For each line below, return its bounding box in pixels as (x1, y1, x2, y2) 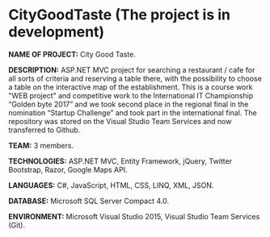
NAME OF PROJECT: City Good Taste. (8, 49, 136, 59)
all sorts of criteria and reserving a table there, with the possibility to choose (8, 73, 263, 83)
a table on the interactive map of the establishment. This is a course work (8, 82, 253, 92)
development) (8, 23, 105, 41)
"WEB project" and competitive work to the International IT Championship (8, 90, 254, 100)
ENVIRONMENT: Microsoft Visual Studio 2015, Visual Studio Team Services (8, 211, 260, 221)
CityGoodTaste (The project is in (8, 6, 230, 24)
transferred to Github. (8, 125, 81, 135)
